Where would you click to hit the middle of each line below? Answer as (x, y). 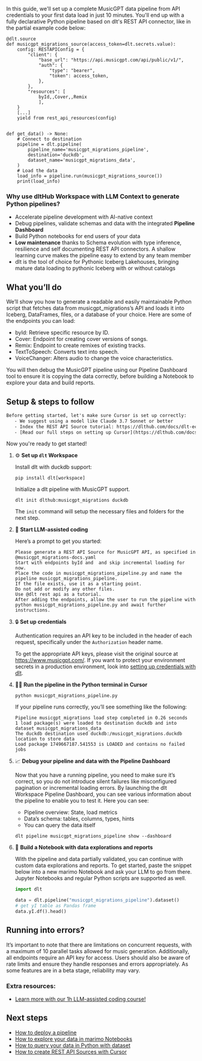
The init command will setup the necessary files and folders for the (99, 512)
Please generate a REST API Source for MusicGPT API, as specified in (105, 552)
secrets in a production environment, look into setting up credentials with (105, 667)
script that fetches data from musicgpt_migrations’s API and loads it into (95, 308)
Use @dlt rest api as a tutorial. (58, 595)
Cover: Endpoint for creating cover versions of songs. (81, 339)
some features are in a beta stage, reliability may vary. (73, 970)
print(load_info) (39, 181)
